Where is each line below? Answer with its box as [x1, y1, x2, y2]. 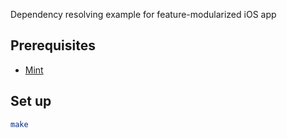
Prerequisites [10, 37, 96, 54]
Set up [10, 93, 52, 110]
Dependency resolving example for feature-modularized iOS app [10, 9, 277, 20]
